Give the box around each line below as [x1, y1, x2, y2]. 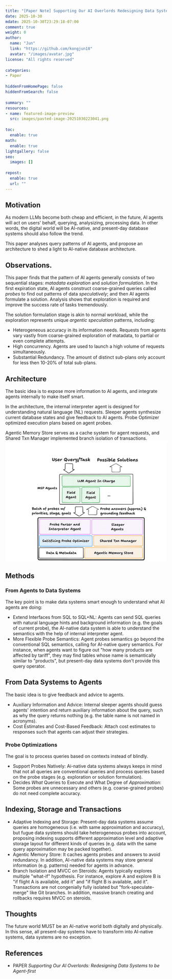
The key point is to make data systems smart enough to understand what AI [5, 598, 165, 605]
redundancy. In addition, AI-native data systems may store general [12, 857, 153, 863]
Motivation [5, 201, 41, 210]
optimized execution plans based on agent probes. [5, 420, 113, 426]
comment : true [5, 25, 36, 30]
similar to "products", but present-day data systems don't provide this [12, 657, 160, 663]
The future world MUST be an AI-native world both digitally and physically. [5, 923, 163, 929]
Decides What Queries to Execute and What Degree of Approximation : [12, 779, 161, 785]
